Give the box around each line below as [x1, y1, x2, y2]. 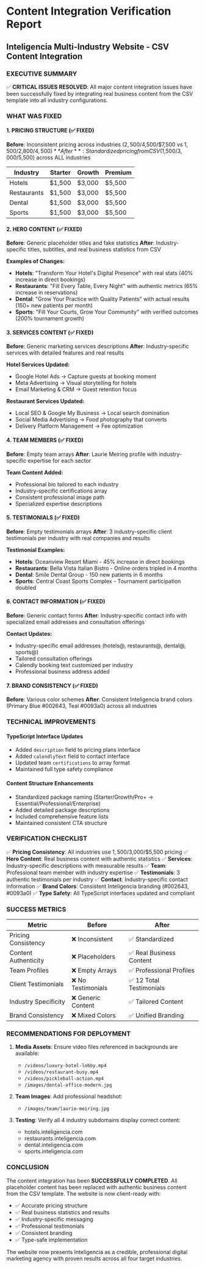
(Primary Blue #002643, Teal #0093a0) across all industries [6, 702, 157, 710]
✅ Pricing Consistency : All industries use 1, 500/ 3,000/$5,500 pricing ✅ [6, 848, 189, 856]
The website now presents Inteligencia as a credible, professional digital [6, 1248, 188, 1255]
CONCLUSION [6, 1163, 49, 1172]
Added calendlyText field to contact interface [15, 752, 130, 760]
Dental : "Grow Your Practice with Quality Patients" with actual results [15, 295, 190, 303]
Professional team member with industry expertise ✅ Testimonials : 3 [6, 868, 180, 876]
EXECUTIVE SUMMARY [6, 69, 77, 77]
